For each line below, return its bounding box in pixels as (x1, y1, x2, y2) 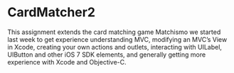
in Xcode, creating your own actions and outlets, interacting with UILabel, (7, 43, 223, 51)
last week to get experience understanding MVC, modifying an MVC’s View (7, 35, 228, 43)
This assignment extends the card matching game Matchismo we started (7, 28, 221, 36)
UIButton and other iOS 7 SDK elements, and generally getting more (7, 50, 206, 59)
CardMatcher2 (7, 4, 96, 21)
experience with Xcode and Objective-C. (7, 57, 127, 66)
